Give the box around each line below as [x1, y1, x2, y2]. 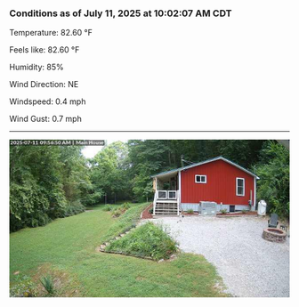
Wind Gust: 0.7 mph [9, 114, 82, 125]
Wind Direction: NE [9, 79, 79, 90]
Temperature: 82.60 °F [9, 28, 93, 38]
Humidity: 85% [9, 61, 64, 73]
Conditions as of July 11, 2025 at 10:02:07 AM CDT [9, 7, 232, 20]
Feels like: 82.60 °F [9, 44, 80, 55]
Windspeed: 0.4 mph [9, 96, 86, 107]
